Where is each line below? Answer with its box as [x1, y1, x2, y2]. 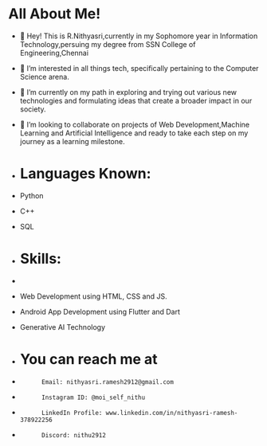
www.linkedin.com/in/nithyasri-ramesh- [105, 409, 238, 417]
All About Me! [8, 5, 101, 23]
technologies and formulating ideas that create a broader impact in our [19, 96, 253, 105]
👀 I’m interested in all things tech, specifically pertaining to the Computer [19, 63, 259, 72]
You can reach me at [19, 350, 158, 368]
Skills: [19, 250, 62, 268]
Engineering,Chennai [19, 48, 89, 57]
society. [19, 104, 46, 114]
